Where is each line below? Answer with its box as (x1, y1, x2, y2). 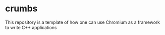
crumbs (5, 3, 38, 14)
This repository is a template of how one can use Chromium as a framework (5, 19, 160, 25)
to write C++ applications (5, 24, 57, 30)
